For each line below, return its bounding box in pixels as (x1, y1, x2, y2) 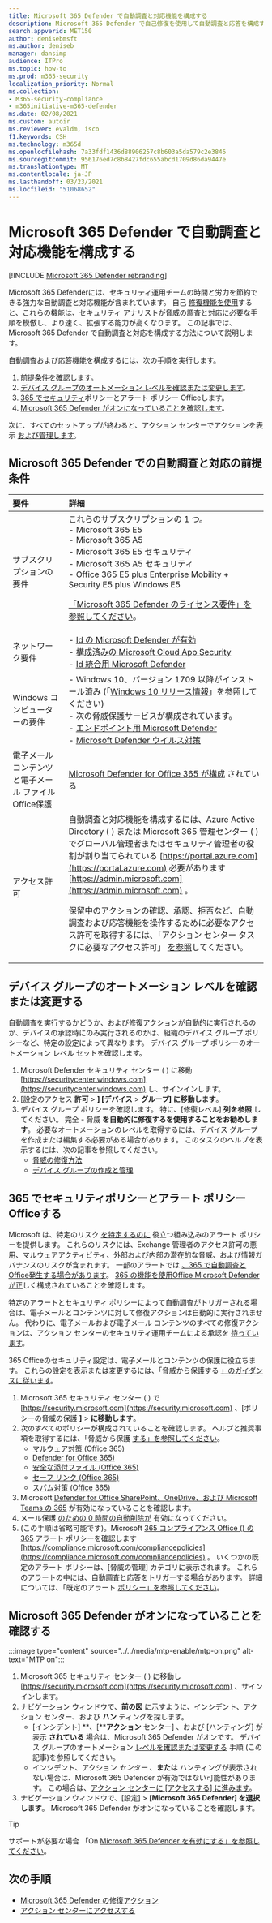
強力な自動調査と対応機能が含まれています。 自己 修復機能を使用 (22, 297, 239, 307)
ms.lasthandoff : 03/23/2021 (8, 178, 104, 187)
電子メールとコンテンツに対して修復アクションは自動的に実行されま (29, 1308, 257, 1318)
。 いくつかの (206, 1552, 253, 1562)
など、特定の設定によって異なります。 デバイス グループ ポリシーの (22, 1038, 247, 1048)
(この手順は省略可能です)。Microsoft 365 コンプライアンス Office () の (19, 1523, 254, 1534)
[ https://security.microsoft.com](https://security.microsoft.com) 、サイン (19, 1681, 263, 1691)
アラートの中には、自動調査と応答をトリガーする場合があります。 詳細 (27, 1572, 263, 1582)
